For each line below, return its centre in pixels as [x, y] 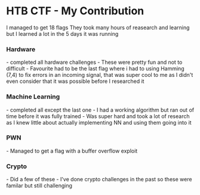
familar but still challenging [39, 185]
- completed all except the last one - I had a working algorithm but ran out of [100, 110]
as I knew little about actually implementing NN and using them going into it [99, 122]
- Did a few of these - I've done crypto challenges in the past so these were [99, 179]
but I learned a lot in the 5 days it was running [62, 33]
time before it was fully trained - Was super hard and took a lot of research [98, 116]
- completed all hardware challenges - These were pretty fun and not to [94, 62]
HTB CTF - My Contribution [75, 11]
